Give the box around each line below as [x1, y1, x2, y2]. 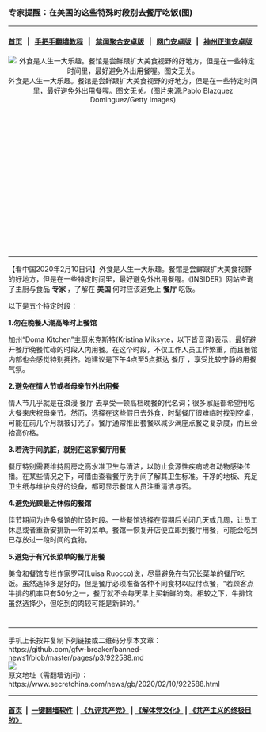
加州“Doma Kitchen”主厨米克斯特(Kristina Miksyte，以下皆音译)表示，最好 [8, 335, 249, 344]
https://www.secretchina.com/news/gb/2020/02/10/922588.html [8, 679, 220, 688]
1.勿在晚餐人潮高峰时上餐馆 [8, 317, 97, 327]
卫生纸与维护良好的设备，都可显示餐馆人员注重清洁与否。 [8, 481, 196, 491]
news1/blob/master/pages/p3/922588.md [8, 653, 144, 662]
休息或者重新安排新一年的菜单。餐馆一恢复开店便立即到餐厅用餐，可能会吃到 [8, 525, 258, 535]
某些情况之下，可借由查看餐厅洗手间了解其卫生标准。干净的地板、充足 [28, 471, 258, 481]
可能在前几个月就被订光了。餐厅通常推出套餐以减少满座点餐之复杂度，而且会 [8, 418, 258, 427]
